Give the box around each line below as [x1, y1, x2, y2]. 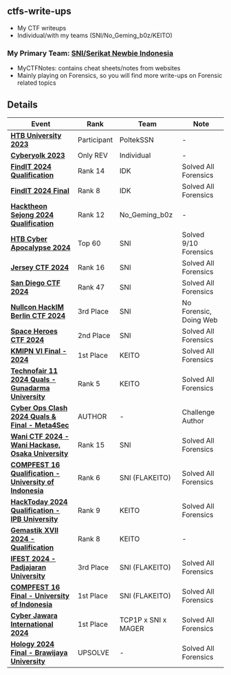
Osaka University [10, 448, 69, 458]
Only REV [78, 150, 109, 160]
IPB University [10, 514, 58, 523]
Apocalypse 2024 [10, 243, 71, 252]
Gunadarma [10, 383, 50, 392]
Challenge [181, 407, 215, 416]
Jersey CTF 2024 [10, 262, 69, 272]
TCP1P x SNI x [119, 615, 167, 625]
